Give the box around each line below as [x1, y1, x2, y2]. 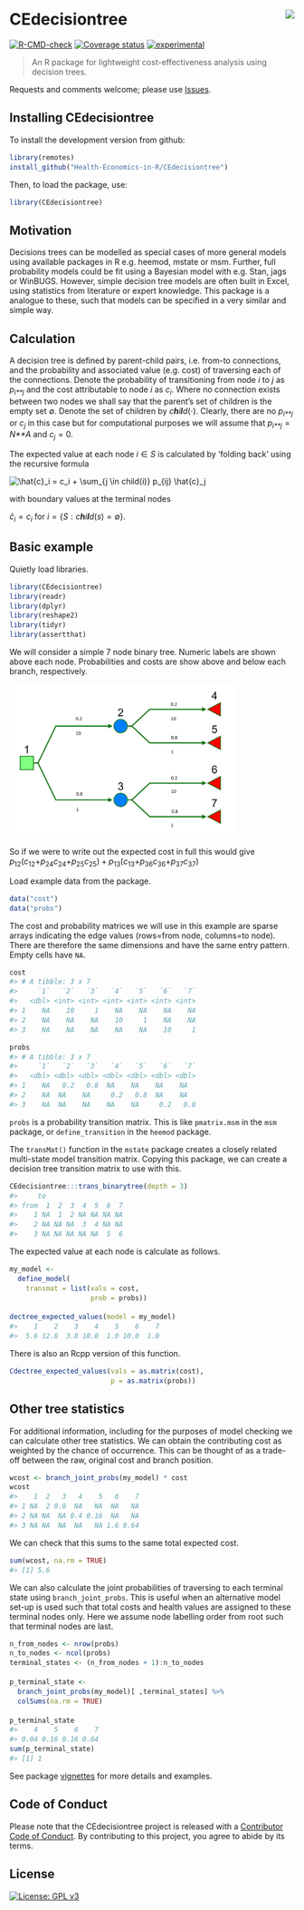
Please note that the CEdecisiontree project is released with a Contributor [9, 1820, 283, 1832]
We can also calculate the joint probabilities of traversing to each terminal [9, 1582, 283, 1592]
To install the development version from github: [9, 134, 185, 145]
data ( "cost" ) [9, 894, 59, 903]
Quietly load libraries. [9, 563, 89, 574]
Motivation [9, 222, 72, 238]
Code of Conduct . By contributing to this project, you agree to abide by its [9, 1830, 285, 1841]
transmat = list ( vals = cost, [25, 1284, 140, 1293]
